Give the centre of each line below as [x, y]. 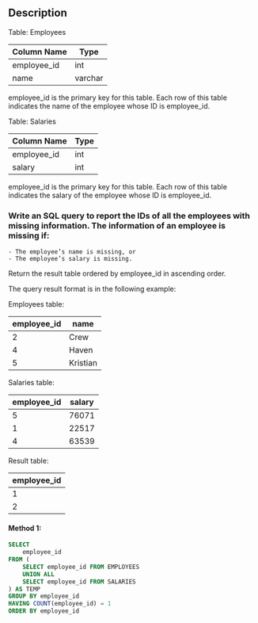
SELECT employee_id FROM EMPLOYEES [81, 567]
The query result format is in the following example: [92, 289]
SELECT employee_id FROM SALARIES [79, 582]
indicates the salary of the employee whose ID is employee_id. [110, 195]
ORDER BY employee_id [44, 611]
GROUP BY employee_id [44, 596]
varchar [89, 78]
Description [38, 13]
